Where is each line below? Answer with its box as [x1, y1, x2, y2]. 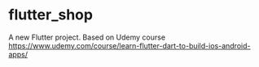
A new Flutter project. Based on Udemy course [8, 32, 165, 42]
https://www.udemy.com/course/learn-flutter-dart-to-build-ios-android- [8, 40, 251, 50]
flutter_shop [8, 6, 94, 24]
